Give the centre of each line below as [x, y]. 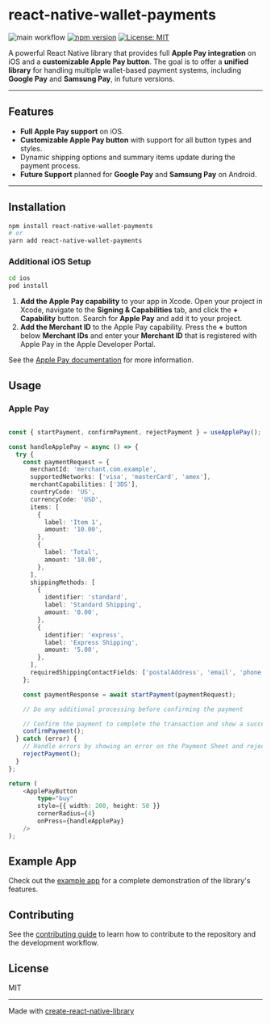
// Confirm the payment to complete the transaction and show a [133, 724]
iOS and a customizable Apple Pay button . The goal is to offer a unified [128, 61]
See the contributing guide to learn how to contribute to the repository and [132, 934]
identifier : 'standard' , [86, 597]
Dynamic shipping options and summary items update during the [127, 157]
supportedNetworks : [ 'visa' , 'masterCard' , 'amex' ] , [120, 477]
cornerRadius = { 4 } [66, 814]
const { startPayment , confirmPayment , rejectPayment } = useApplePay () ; [135, 432]
